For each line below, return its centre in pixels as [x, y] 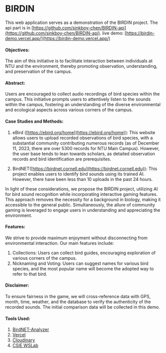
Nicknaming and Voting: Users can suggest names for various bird [80, 263]
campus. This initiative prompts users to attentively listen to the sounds [78, 99]
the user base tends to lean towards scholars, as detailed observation [84, 154]
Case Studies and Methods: [34, 121]
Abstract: [15, 83]
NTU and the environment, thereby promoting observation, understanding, [81, 66]
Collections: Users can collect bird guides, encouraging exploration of [84, 253]
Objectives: [17, 50]
